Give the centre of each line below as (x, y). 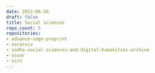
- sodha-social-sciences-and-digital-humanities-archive (78, 50)
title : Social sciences (35, 22)
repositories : (24, 34)
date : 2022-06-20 (28, 11)
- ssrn (14, 61)
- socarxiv (20, 45)
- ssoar (16, 55)
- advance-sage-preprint (37, 39)
